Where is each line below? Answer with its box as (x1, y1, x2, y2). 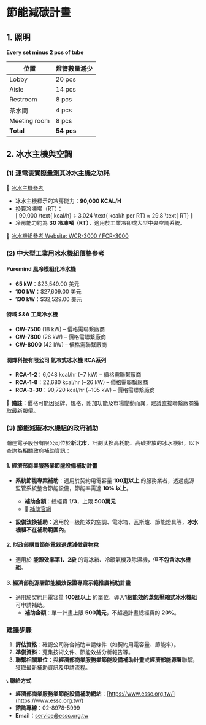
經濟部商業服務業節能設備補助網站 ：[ (15, 690, 109, 697)
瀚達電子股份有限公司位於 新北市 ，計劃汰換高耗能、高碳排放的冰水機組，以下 (6, 439, 200, 446)
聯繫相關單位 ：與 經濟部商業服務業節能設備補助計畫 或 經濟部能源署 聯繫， (15, 656, 198, 664)
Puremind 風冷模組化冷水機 (6, 265, 76, 273)
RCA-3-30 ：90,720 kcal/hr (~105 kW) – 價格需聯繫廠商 (15, 386, 155, 394)
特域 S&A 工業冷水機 (6, 311, 58, 318)
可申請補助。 (15, 602, 48, 609)
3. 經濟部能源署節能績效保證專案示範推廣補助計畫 (6, 579, 131, 586)
